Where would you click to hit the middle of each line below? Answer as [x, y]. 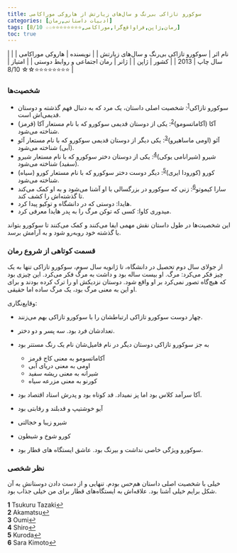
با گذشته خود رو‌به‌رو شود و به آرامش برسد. [64, 232]
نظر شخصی [26, 468]
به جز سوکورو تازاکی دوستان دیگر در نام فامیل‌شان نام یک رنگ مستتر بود [113, 344]
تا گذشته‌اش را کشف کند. [51, 196]
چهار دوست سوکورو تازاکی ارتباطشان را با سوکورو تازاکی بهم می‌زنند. [110, 316]
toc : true [22, 34]
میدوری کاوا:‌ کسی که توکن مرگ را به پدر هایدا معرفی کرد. [94, 211]
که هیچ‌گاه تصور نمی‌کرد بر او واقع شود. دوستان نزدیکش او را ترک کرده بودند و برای [117, 281]
